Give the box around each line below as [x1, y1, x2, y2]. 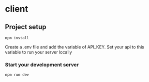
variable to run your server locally [5, 49, 72, 55]
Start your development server [5, 61, 79, 68]
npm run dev [5, 72, 29, 77]
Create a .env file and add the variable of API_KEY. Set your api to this [5, 44, 144, 49]
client [5, 3, 29, 15]
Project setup [5, 23, 47, 31]
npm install [5, 35, 29, 40]
